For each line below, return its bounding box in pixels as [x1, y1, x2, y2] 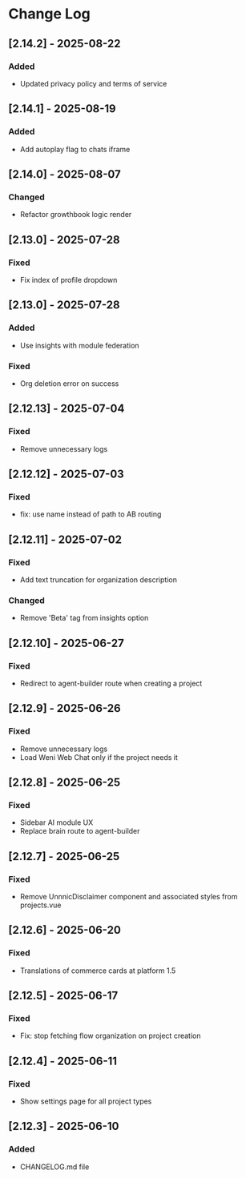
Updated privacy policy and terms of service [19, 78, 167, 88]
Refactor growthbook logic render [19, 210, 132, 219]
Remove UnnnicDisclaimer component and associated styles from [19, 892, 238, 902]
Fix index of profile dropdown [19, 275, 118, 284]
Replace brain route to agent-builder [19, 826, 140, 836]
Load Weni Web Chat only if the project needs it [19, 752, 179, 762]
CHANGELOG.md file [19, 1162, 90, 1172]
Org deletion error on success [19, 378, 119, 388]
